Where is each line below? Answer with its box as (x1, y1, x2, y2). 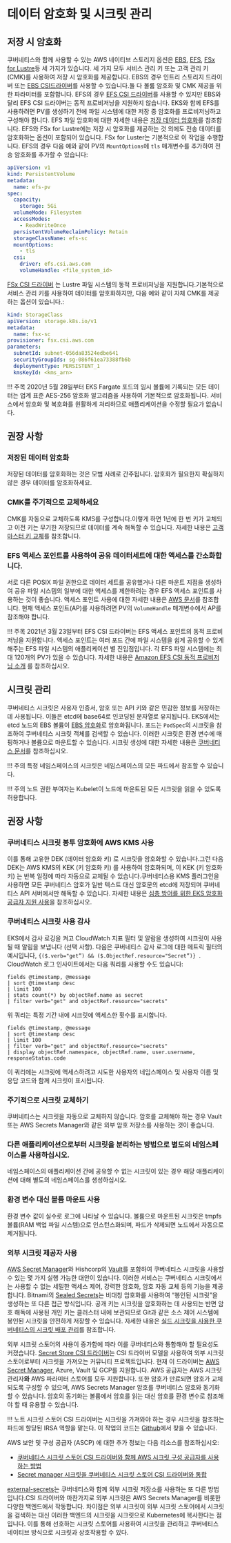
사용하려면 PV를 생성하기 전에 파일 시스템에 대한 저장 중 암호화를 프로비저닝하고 (7, 108, 221, 115)
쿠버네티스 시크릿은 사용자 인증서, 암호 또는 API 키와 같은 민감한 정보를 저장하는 (7, 703, 221, 712)
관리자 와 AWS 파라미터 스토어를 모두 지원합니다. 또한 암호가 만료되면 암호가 (7, 1375, 210, 1383)
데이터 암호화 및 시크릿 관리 (7, 6, 152, 22)
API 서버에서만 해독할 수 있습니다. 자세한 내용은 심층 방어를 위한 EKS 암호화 (19, 889, 223, 897)
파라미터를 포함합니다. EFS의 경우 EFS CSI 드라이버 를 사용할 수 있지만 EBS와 (14, 90, 221, 98)
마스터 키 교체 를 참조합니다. (7, 532, 81, 540)
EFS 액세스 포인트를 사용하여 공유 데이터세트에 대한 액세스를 (7, 550, 194, 560)
